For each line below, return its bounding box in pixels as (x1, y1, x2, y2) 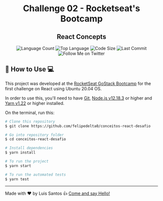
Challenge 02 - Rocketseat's (23, 3, 140, 14)
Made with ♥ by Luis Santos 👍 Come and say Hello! (5, 190, 110, 196)
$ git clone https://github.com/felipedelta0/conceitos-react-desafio (5, 123, 151, 129)
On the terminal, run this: (5, 110, 55, 116)
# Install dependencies (5, 146, 53, 151)
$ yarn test (5, 177, 29, 182)
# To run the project (5, 159, 49, 164)
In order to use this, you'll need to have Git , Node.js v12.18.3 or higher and (5, 95, 152, 101)
